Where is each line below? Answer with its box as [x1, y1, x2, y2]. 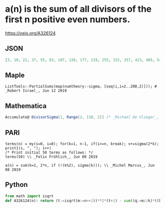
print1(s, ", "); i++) [5, 146, 52, 150]
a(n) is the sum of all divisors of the [5, 3, 152, 15]
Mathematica [5, 102, 47, 110]
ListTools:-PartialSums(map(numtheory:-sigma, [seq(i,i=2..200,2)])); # [5, 84, 157, 89]
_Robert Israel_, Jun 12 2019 [5, 89, 67, 93]
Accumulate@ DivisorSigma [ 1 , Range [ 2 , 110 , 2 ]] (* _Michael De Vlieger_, [5, 115, 160, 120]
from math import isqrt [5, 193, 54, 199]
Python [5, 180, 28, 189]
